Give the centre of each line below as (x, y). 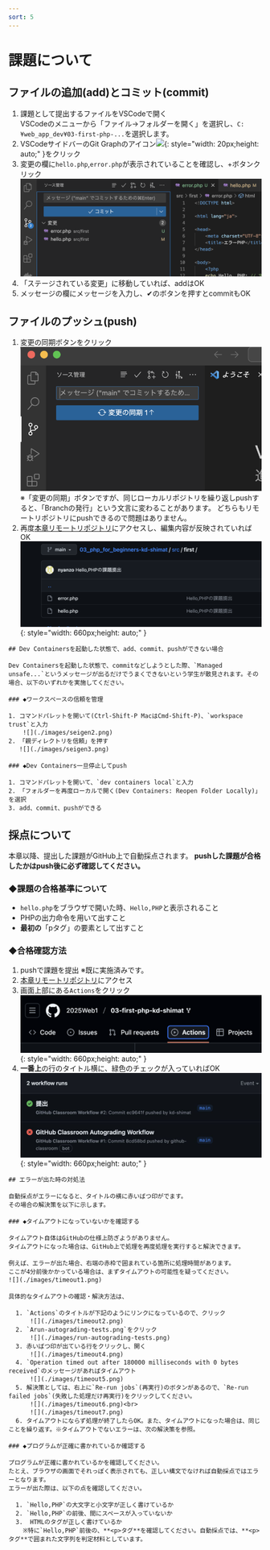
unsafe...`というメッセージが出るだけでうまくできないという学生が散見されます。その (133, 674)
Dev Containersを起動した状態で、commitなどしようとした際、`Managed (115, 666)
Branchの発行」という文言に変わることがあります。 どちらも (145, 508)
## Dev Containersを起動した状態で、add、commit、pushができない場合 (116, 649)
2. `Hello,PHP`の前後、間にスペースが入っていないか (94, 1514)
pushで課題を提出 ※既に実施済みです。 (84, 970)
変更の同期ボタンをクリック (66, 342)
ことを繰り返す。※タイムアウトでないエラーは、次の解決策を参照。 (104, 1430)
